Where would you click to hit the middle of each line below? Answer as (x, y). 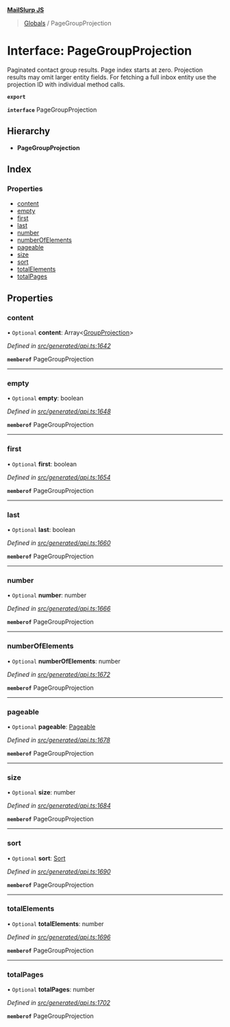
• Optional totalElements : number (55, 923)
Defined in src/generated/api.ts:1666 (59, 609)
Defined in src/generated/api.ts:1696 (59, 937)
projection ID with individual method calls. (66, 84)
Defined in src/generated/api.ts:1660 (59, 543)
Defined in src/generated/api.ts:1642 (59, 346)
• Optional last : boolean (41, 530)
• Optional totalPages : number (51, 989)
